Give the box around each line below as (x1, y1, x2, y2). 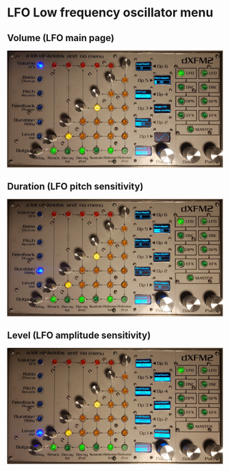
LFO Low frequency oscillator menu (7, 5, 214, 21)
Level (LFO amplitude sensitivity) (7, 330, 151, 342)
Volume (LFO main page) (7, 32, 115, 44)
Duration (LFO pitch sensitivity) (7, 181, 144, 192)
